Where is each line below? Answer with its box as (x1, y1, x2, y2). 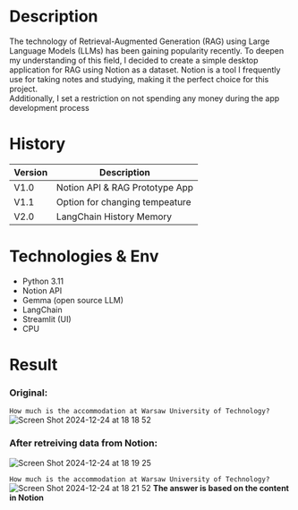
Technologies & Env (9, 246, 159, 267)
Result (9, 355, 58, 375)
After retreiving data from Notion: (9, 437, 158, 449)
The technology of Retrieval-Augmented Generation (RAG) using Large (9, 36, 270, 47)
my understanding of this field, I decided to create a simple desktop (9, 55, 259, 65)
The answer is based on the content (153, 482, 289, 493)
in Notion (9, 492, 45, 503)
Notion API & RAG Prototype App (56, 181, 194, 193)
